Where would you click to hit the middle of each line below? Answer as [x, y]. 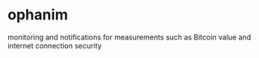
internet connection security [55, 45]
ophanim [38, 15]
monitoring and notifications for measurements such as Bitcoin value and [129, 37]
